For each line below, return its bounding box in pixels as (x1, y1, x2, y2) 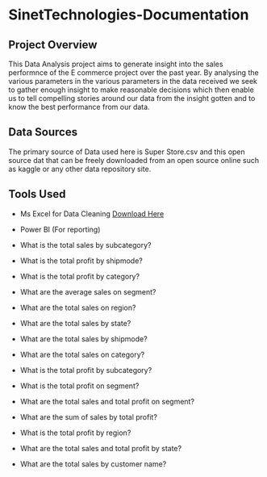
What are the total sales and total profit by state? (19, 443, 182, 453)
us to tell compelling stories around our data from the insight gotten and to (8, 94, 256, 103)
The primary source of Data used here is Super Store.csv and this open (8, 147, 246, 157)
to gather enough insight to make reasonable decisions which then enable (8, 85, 254, 94)
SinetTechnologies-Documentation (8, 6, 249, 24)
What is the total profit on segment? (19, 381, 140, 391)
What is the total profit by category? (19, 271, 140, 281)
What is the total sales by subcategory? (19, 240, 152, 249)
